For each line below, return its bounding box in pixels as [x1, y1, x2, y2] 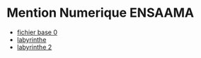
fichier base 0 [16, 28, 58, 36]
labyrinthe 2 [16, 43, 52, 51]
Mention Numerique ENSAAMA [6, 5, 195, 21]
